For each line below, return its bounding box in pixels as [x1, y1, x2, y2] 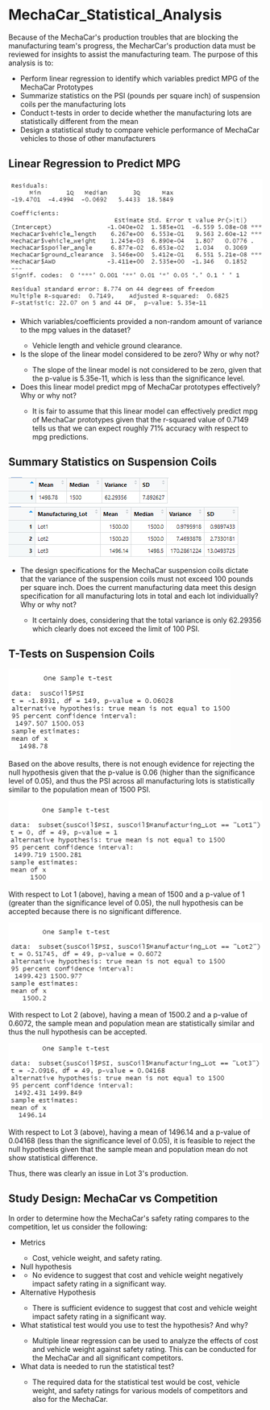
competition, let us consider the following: [8, 1221, 147, 1231]
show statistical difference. [8, 1153, 98, 1163]
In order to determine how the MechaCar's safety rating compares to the [8, 1213, 250, 1223]
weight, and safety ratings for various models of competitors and [31, 1385, 248, 1395]
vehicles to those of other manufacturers [19, 133, 156, 143]
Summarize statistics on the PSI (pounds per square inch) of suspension [19, 90, 260, 100]
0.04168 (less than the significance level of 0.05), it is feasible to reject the [8, 1135, 255, 1146]
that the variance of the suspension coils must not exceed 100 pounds [19, 574, 254, 584]
